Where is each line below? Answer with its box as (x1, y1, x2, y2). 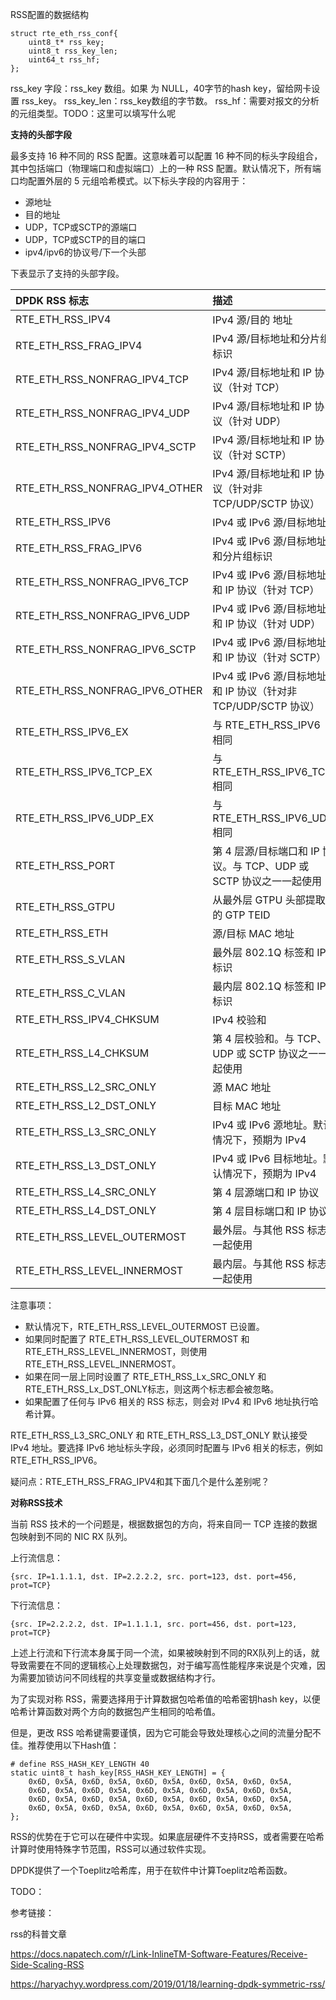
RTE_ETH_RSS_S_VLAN (15, 953, 126, 966)
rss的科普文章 (10, 1928, 68, 1940)
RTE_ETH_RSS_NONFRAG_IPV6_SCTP (15, 643, 197, 656)
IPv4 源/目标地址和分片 (212, 332, 321, 345)
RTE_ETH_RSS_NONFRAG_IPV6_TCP (15, 575, 189, 588)
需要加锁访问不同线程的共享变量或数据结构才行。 (18, 1672, 221, 1683)
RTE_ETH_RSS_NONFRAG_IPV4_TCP (15, 373, 189, 386)
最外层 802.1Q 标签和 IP (212, 946, 327, 959)
